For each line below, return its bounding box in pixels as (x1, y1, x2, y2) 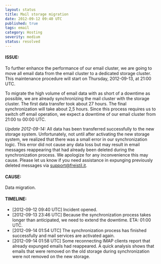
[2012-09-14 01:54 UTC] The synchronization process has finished (12, 228, 147, 234)
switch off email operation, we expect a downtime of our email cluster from (5, 111, 156, 117)
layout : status (5, 7, 36, 12)
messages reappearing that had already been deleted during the (5, 147, 135, 153)
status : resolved (5, 39, 40, 44)
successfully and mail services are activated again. (12, 233, 115, 238)
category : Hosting (5, 30, 42, 35)
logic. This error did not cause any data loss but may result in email (5, 141, 140, 147)
